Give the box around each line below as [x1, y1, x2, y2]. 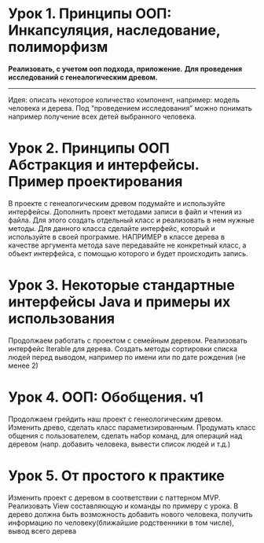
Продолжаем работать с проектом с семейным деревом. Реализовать [8, 336, 247, 345]
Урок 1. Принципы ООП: [8, 5, 172, 23]
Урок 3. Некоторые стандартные [8, 277, 236, 295]
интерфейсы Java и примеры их [8, 293, 231, 311]
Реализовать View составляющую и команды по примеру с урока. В [8, 501, 239, 511]
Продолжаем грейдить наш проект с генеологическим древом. [8, 414, 224, 424]
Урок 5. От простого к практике [8, 467, 225, 484]
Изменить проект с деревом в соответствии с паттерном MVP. [8, 493, 221, 502]
